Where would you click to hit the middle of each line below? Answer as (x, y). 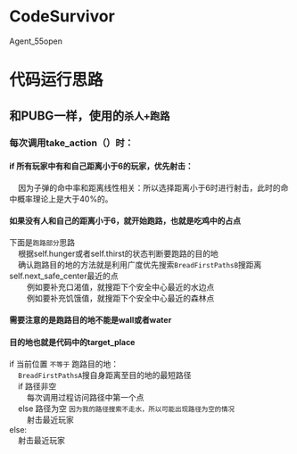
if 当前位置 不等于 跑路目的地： (64, 364)
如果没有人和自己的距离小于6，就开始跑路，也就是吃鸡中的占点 (125, 221)
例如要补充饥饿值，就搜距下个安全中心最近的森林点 (120, 298)
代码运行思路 (57, 80)
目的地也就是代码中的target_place (72, 343)
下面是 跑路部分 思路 (42, 242)
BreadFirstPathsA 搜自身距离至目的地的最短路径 (104, 375)
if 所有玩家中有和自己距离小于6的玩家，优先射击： (101, 166)
